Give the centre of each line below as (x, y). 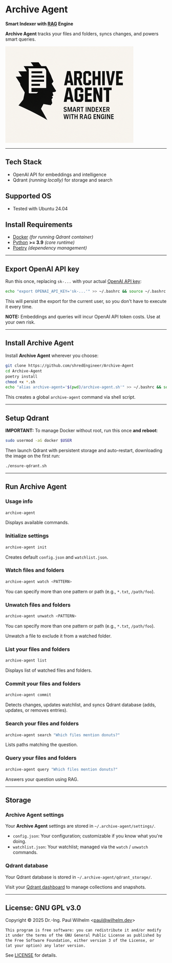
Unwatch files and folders (38, 604)
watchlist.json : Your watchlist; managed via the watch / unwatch (80, 847)
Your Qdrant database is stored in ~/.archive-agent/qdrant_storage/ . (79, 877)
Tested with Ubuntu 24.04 (40, 208)
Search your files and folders (42, 724)
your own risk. (20, 322)
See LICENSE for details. (31, 955)
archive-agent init (26, 547)
